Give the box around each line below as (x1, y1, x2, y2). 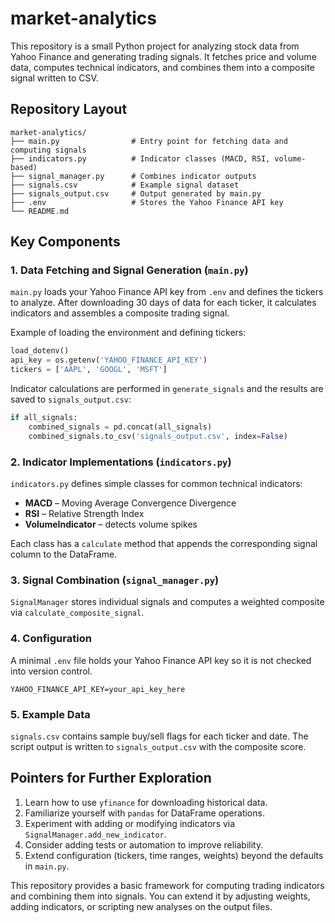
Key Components (10, 233, 121, 251)
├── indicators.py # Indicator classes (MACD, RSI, (10, 153, 271, 164)
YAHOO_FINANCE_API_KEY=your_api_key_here (10, 684, 186, 694)
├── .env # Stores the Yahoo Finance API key (10, 197, 284, 207)
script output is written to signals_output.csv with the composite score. (10, 740, 307, 752)
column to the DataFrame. (10, 548, 118, 560)
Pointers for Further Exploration (10, 770, 212, 787)
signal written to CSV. (10, 72, 99, 84)
